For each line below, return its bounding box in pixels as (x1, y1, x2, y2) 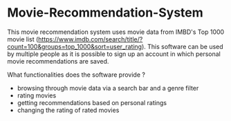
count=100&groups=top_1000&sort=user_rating (7, 42, 142, 50)
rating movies (17, 91, 57, 100)
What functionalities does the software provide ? (7, 71, 145, 79)
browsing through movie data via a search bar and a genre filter (17, 84, 199, 92)
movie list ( (7, 35, 39, 43)
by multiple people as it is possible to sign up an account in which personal (7, 50, 221, 58)
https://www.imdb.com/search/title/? (37, 35, 143, 43)
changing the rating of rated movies (17, 106, 120, 114)
